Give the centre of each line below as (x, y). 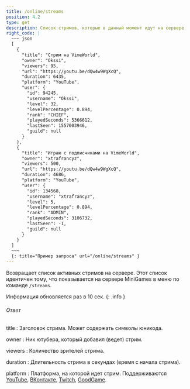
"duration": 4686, (44, 175)
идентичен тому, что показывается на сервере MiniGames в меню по (93, 279)
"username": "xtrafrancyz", (61, 197)
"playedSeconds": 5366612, (60, 121)
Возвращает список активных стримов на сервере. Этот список (87, 273)
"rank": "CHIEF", (48, 115)
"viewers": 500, (41, 164)
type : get (18, 22)
